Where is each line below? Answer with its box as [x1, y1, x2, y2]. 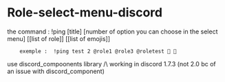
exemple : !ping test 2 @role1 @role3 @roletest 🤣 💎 [19, 48, 177, 55]
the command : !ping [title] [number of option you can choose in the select [7, 27, 218, 36]
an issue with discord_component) [7, 67, 105, 75]
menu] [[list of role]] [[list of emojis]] [7, 34, 111, 42]
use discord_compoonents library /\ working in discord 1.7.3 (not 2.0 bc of [7, 59, 216, 68]
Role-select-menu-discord [7, 5, 163, 20]
